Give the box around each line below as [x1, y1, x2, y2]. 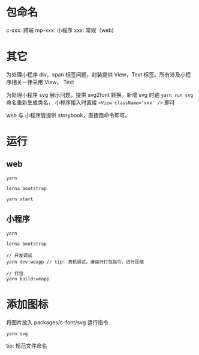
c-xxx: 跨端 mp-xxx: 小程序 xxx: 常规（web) [6, 26, 114, 34]
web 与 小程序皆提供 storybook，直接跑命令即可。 [6, 111, 131, 119]
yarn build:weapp [6, 276, 50, 282]
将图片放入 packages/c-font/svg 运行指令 [6, 318, 109, 326]
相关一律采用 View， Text [11, 78, 74, 85]
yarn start [6, 196, 34, 202]
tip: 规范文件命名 [6, 342, 47, 349]
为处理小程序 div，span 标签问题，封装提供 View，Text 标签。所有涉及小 [6, 70, 186, 78]
